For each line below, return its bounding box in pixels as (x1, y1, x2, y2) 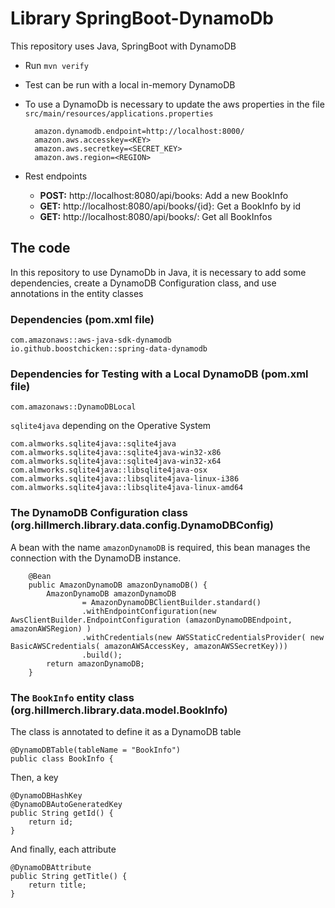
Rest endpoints (24, 170, 88, 182)
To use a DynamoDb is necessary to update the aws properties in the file (24, 98, 325, 110)
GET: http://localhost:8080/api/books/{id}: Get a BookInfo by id (39, 200, 302, 212)
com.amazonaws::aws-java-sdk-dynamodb (10, 335, 172, 346)
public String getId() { (10, 808, 114, 818)
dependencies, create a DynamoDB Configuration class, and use (10, 277, 277, 289)
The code (10, 240, 71, 257)
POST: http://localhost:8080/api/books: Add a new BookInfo (39, 189, 289, 201)
